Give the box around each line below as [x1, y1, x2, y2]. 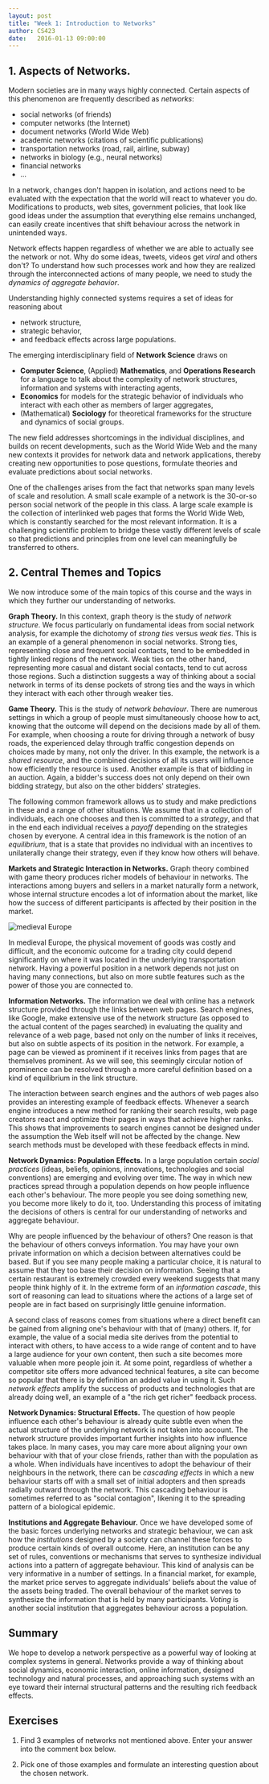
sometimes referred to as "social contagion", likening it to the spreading [8, 1493, 246, 1503]
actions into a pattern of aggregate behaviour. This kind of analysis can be [8, 1560, 255, 1570]
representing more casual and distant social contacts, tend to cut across [8, 662, 247, 673]
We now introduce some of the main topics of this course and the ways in [8, 587, 252, 597]
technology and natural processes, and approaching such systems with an [8, 1673, 255, 1683]
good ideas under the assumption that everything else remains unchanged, [8, 211, 257, 221]
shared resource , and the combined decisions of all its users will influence [8, 755, 255, 765]
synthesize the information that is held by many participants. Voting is [8, 1594, 239, 1604]
